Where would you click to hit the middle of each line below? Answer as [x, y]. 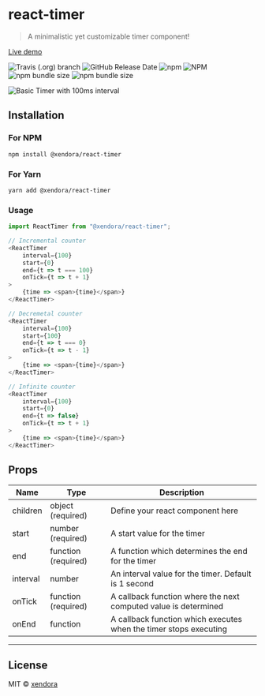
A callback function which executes [176, 619]
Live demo [25, 51]
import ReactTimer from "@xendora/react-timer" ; [90, 226]
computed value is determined [167, 606]
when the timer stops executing [168, 629]
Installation [36, 116]
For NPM [25, 138]
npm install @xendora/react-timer [65, 154]
